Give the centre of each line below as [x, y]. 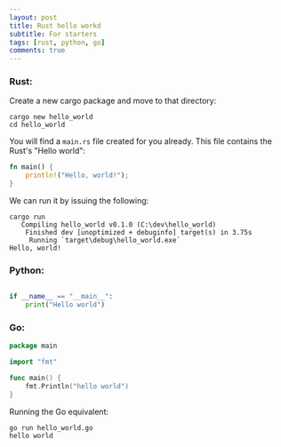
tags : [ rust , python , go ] [57, 42]
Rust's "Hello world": [48, 151]
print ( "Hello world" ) [65, 305]
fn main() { [31, 167]
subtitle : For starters [53, 34]
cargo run [28, 217]
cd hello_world [37, 125]
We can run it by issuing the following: [79, 201]
